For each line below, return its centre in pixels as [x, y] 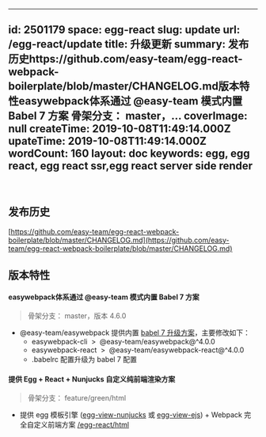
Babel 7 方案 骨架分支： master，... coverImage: [128, 116]
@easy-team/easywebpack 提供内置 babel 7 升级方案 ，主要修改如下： [135, 332]
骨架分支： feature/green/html [77, 398]
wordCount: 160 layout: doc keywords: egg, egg [129, 154]
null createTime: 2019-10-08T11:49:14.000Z [120, 129]
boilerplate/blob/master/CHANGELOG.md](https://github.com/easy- [119, 240]
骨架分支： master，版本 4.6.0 [77, 316]
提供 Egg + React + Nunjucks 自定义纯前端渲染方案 [92, 379]
